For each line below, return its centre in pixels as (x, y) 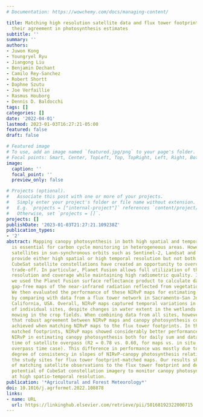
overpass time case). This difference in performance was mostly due (101, 349)
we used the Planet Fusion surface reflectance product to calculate (101, 281)
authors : (17, 45)
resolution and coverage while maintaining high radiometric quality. (102, 275)
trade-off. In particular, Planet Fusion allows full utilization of (101, 270)
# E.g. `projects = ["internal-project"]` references (78, 208)
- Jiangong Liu (25, 62)
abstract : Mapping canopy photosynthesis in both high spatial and (93, 242)
